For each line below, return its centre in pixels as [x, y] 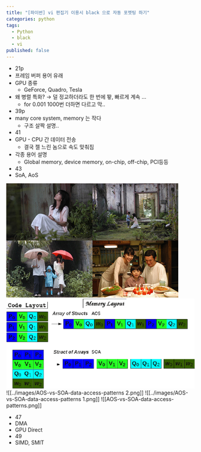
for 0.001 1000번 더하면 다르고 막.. [65, 104]
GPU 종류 [26, 83]
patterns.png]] [24, 406]
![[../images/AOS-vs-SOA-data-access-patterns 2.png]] [75, 393]
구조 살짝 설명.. [41, 125]
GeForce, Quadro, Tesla [53, 89]
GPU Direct [29, 430]
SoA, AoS [27, 175]
